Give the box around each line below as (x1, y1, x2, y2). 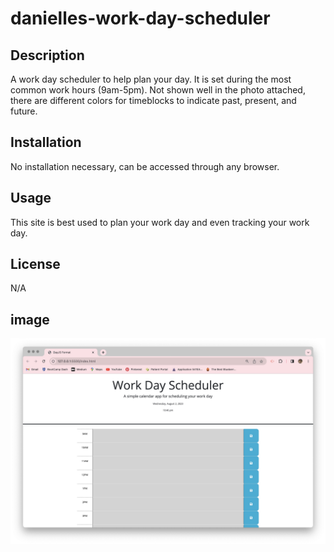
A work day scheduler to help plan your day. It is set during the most (10, 73, 292, 85)
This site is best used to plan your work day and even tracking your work (10, 216, 310, 228)
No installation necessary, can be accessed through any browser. (10, 160, 280, 172)
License (10, 256, 61, 273)
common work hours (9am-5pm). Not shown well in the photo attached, (10, 84, 306, 96)
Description (10, 47, 85, 64)
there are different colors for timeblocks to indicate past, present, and (10, 95, 297, 106)
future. (10, 105, 38, 117)
